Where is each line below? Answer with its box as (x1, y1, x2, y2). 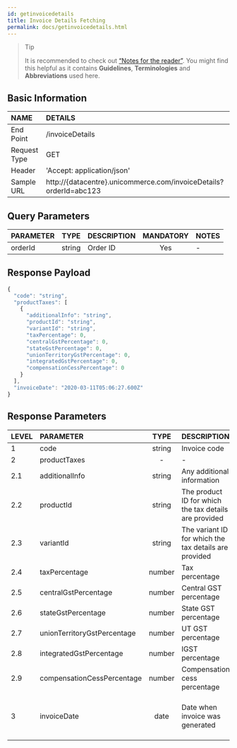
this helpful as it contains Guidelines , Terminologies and (24, 64, 190, 73)
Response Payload (7, 267, 91, 279)
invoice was (181, 711, 221, 721)
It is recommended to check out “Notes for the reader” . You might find (24, 57, 229, 65)
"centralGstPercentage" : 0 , (25, 338, 109, 345)
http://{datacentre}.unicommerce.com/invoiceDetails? (45, 177, 224, 187)
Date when (181, 702, 217, 712)
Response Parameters (7, 411, 107, 423)
